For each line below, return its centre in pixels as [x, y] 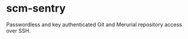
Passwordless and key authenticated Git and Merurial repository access [94, 24]
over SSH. [18, 30]
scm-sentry [36, 8]
